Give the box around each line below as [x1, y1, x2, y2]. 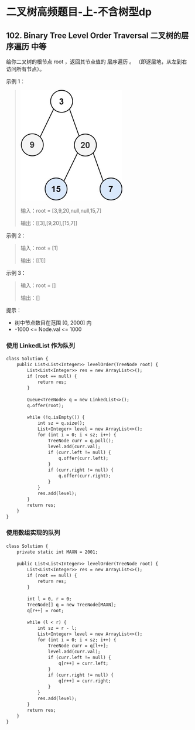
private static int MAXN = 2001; [16, 549, 98, 555]
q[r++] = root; [27, 608, 64, 613]
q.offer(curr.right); [58, 473, 111, 479]
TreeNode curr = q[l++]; [47, 643, 109, 649]
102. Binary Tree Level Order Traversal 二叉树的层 [6, 30, 189, 40]
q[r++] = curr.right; [58, 678, 111, 684]
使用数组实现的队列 [6, 528, 60, 537]
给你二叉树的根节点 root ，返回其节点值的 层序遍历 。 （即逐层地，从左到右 [6, 58, 187, 65]
